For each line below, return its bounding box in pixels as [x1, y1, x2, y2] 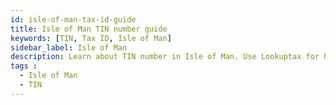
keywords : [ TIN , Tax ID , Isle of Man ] [10, 33, 172, 43]
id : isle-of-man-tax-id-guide [10, 14, 137, 25]
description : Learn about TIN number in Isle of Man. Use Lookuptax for [10, 52, 320, 62]
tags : [10, 61, 38, 71]
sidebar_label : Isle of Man [10, 42, 128, 53]
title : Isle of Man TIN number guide [10, 24, 168, 34]
